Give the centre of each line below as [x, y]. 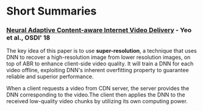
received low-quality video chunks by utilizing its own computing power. [97, 101]
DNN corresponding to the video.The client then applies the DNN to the [96, 95]
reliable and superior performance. [50, 76]
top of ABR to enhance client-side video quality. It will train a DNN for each [100, 64]
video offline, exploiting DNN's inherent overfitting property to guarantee [98, 70]
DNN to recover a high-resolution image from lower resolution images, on [98, 57]
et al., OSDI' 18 [28, 38]
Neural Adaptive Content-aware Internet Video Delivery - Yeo [99, 30]
